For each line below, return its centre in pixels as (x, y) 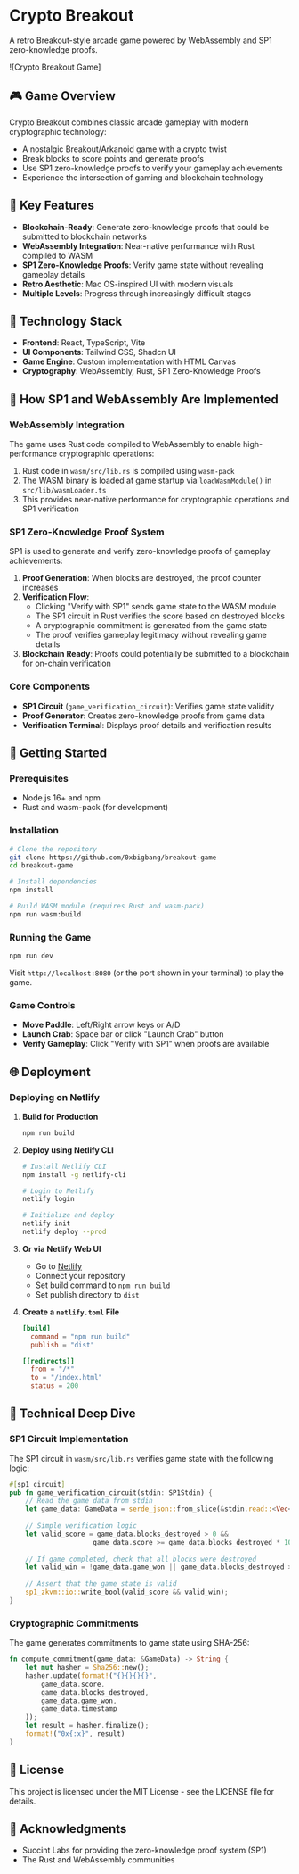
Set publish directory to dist (87, 1294)
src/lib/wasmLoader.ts (64, 491)
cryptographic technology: (58, 131)
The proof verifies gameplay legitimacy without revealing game (151, 635)
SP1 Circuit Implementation (69, 1439)
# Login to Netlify (58, 1191)
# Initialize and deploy (68, 1215)
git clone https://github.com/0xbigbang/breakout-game (113, 858)
